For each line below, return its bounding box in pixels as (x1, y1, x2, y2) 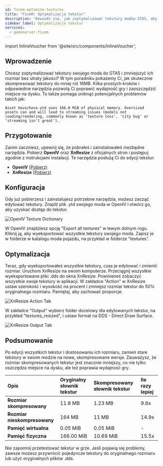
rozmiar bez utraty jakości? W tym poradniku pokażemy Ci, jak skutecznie (5, 75, 153, 81)
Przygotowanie (5, 131, 52, 140)
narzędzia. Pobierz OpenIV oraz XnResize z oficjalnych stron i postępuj (5, 149, 149, 155)
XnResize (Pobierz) (12, 169, 52, 175)
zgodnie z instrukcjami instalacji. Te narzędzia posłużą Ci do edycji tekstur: (5, 154, 155, 161)
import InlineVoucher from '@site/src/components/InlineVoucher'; (5, 43, 137, 49)
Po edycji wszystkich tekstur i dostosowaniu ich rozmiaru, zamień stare (5, 349, 148, 355)
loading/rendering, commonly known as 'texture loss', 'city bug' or (5, 114, 149, 119)
